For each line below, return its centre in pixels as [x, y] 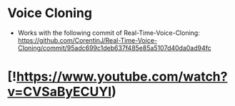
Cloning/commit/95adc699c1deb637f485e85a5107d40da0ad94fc [115, 48]
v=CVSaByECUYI [60, 92]
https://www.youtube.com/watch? [122, 77]
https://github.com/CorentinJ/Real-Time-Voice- [87, 40]
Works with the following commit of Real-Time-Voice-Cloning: [109, 33]
